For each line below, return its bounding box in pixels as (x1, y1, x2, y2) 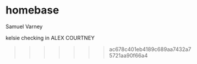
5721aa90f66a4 (109, 52, 148, 59)
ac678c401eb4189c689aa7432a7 (109, 45, 192, 53)
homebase (5, 4, 60, 17)
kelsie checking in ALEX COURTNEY (5, 34, 95, 41)
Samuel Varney (5, 23, 43, 30)
